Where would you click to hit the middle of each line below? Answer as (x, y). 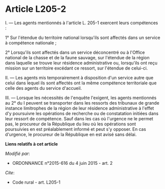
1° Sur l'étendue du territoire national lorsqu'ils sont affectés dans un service (83, 38)
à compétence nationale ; (31, 42)
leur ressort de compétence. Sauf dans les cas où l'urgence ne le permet (79, 118)
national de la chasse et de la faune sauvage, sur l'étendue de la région (77, 57)
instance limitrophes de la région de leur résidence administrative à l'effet (80, 108)
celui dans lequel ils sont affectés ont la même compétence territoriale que (81, 83)
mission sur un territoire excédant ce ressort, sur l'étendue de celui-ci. (77, 68)
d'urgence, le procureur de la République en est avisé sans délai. (71, 134)
